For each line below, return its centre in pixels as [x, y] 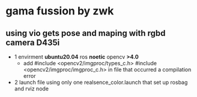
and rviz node [32, 89]
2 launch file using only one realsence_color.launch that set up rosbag [101, 82]
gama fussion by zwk [60, 11]
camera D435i [33, 42]
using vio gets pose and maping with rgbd [86, 33]
